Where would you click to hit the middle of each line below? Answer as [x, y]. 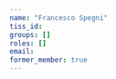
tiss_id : [26, 26]
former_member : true [49, 60]
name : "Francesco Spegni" [58, 18]
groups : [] [30, 35]
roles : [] [28, 43]
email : [22, 52]
